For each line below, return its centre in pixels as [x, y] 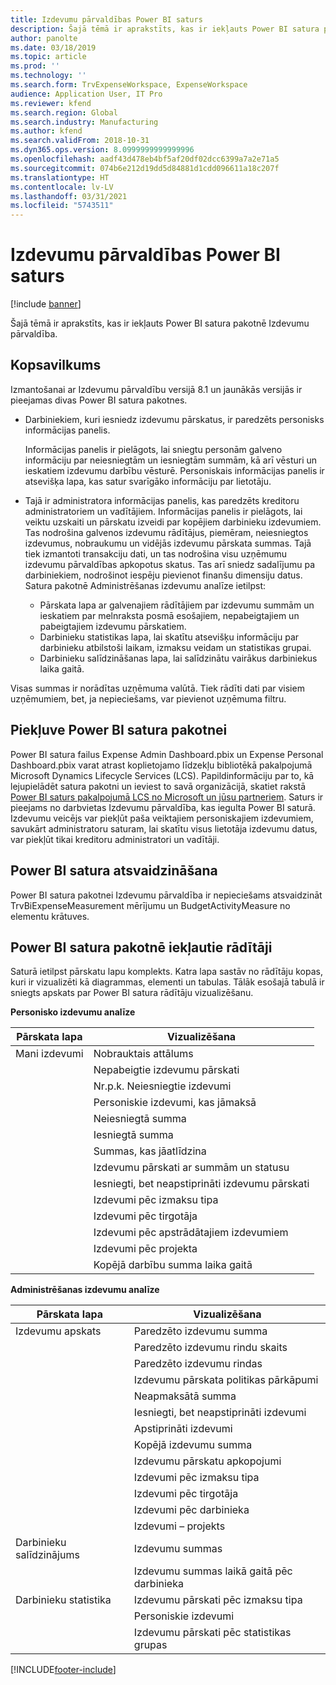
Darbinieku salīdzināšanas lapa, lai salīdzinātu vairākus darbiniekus [178, 658]
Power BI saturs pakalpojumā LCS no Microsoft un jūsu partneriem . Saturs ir [167, 797]
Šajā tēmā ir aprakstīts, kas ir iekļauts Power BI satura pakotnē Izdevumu [160, 323]
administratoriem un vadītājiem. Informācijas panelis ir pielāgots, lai [163, 511]
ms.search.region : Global [64, 112]
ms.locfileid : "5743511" [62, 206]
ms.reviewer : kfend [51, 103]
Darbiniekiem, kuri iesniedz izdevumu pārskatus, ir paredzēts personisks [174, 419]
